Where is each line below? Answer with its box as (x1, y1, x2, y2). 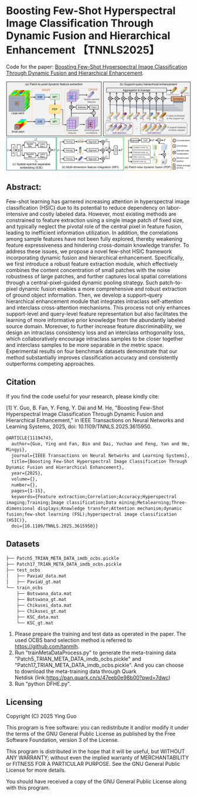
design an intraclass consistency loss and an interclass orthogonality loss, (6, 329, 185, 336)
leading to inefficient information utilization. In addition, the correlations (6, 229, 178, 236)
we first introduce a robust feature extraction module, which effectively (6, 260, 178, 267)
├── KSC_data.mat (16, 614, 59, 620)
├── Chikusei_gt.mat (16, 608, 67, 614)
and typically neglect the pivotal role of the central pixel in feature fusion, (6, 223, 183, 230)
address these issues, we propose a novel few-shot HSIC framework (6, 248, 172, 255)
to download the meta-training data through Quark (14, 668, 137, 675)
